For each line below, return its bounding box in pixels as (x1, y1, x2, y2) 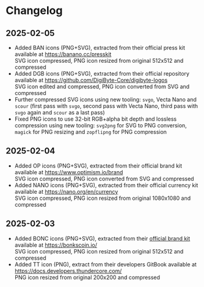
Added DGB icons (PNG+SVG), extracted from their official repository (14, 70, 190, 77)
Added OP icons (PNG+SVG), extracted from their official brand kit (14, 162, 183, 169)
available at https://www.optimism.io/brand (14, 168, 123, 175)
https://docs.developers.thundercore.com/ (14, 267, 122, 274)
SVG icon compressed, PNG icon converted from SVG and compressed (14, 175, 194, 182)
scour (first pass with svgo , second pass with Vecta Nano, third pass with (14, 102, 198, 110)
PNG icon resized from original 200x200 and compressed (14, 274, 160, 281)
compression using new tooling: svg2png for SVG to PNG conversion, (14, 122, 187, 129)
